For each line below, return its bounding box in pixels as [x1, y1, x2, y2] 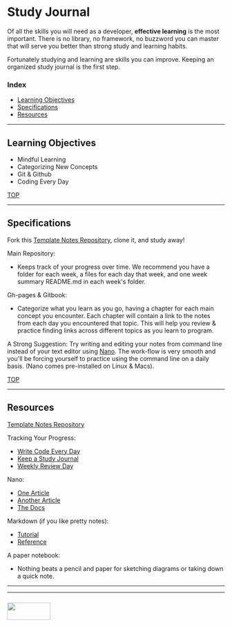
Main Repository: [7, 249, 56, 257]
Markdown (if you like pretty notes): [7, 517, 109, 525]
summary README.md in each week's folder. [17, 277, 146, 285]
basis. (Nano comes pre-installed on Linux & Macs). [7, 362, 155, 370]
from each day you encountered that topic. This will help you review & [17, 319, 216, 327]
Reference [17, 538, 47, 546]
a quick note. [17, 572, 55, 580]
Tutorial [17, 530, 39, 538]
